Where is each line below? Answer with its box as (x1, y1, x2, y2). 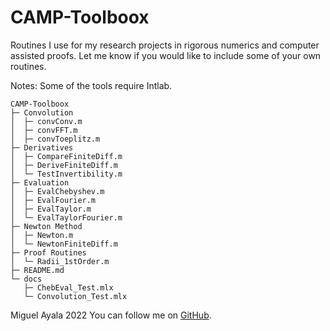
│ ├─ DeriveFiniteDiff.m (10, 160, 118, 170)
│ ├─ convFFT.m (10, 125, 78, 135)
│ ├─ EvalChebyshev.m (10, 186, 105, 196)
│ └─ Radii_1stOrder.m (10, 256, 110, 266)
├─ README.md (10, 265, 65, 275)
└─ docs (10, 274, 43, 284)
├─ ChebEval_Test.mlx (23, 282, 114, 293)
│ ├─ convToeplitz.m (10, 134, 101, 144)
